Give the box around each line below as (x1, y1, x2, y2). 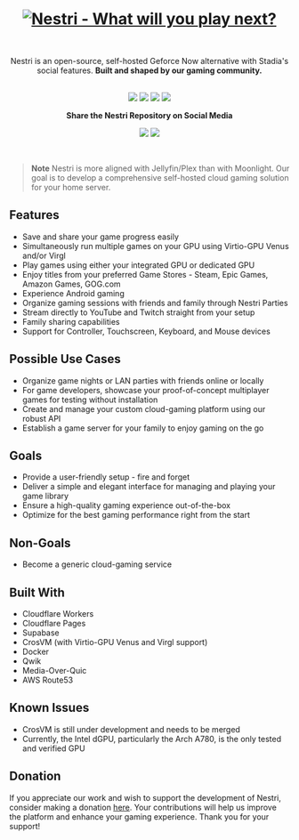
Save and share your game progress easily (21, 231, 180, 242)
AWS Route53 (21, 674, 74, 685)
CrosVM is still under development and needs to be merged (21, 723, 240, 734)
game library (21, 490, 69, 502)
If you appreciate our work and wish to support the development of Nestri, (9, 792, 282, 803)
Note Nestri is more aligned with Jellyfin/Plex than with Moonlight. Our (30, 163, 290, 174)
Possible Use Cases (9, 351, 122, 367)
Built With (9, 585, 65, 600)
